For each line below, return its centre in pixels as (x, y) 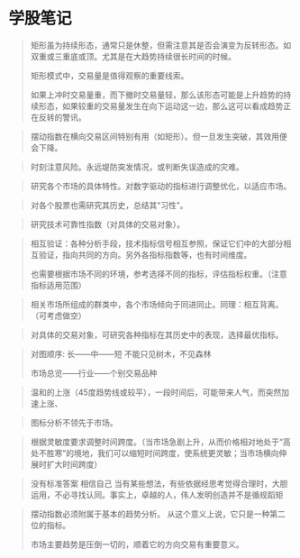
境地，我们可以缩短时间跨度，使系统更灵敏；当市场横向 (176, 453)
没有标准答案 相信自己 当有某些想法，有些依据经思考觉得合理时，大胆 (159, 483)
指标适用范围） (58, 285)
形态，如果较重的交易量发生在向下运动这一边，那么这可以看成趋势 (161, 105)
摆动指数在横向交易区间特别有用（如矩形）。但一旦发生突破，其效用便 (159, 136)
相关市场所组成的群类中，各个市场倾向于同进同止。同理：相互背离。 (157, 304)
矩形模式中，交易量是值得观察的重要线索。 (109, 75)
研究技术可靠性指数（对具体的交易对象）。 (108, 224)
